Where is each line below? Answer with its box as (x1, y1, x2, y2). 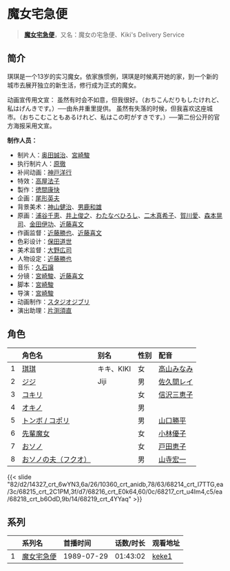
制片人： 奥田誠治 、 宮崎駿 (17, 151, 90, 159)
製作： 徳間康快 (17, 185, 60, 193)
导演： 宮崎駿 (17, 289, 54, 297)
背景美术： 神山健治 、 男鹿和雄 (17, 202, 102, 211)
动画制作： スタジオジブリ (17, 298, 90, 306)
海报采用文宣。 (12, 122, 56, 130)
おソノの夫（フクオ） (21, 454, 91, 464)
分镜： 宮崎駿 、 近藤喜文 (17, 271, 84, 280)
